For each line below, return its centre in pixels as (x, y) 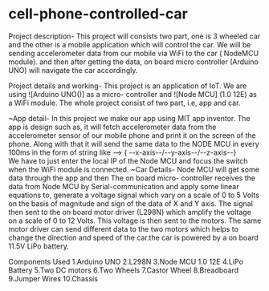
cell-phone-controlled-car (98, 14)
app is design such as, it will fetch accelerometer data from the (112, 127)
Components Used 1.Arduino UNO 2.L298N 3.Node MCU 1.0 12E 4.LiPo (126, 261)
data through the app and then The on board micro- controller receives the (132, 178)
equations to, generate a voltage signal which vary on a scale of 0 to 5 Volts (134, 195)
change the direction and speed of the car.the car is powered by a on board (133, 237)
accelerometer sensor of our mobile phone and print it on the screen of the (132, 135)
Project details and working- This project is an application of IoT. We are (128, 86)
